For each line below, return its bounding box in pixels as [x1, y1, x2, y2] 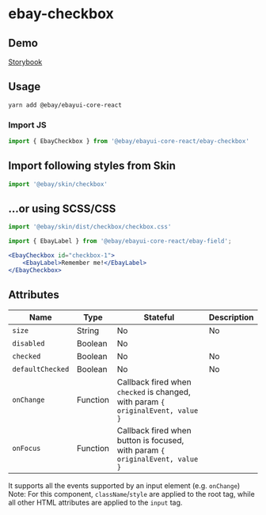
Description [208, 312, 254, 323]
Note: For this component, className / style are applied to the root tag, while [8, 489, 255, 498]
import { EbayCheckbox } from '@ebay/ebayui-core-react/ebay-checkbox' [8, 138, 249, 146]
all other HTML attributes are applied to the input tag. [8, 498, 183, 507]
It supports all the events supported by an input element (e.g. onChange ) [8, 480, 241, 490]
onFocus [12, 444, 41, 453]
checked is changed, [116, 386, 192, 397]
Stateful [143, 312, 175, 323]
